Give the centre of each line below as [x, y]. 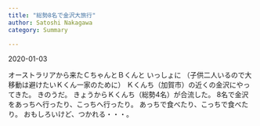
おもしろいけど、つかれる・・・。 [78, 114]
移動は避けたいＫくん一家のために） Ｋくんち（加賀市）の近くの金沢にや [126, 85]
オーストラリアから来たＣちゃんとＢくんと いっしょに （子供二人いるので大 [130, 75]
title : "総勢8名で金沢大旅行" [52, 15]
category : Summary [38, 30]
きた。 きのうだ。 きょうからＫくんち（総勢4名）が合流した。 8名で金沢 [132, 95]
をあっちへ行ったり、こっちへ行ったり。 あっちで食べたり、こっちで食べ [125, 104]
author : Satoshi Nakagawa [50, 23]
